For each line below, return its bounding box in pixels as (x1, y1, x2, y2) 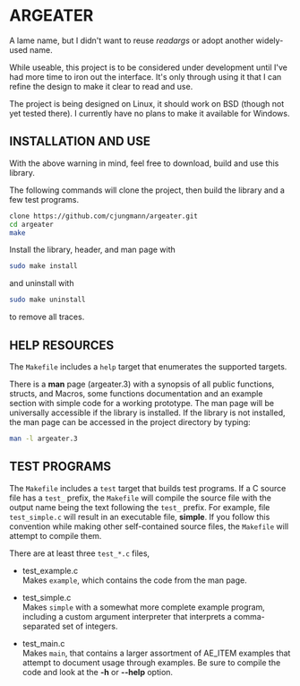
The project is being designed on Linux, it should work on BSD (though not (9, 98, 285, 109)
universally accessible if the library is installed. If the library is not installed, (9, 407, 286, 418)
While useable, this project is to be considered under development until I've (9, 62, 288, 73)
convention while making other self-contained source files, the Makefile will (9, 521, 289, 532)
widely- (255, 35, 284, 46)
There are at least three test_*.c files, (9, 548, 150, 559)
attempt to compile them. (9, 530, 102, 541)
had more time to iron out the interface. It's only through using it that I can (9, 71, 282, 82)
